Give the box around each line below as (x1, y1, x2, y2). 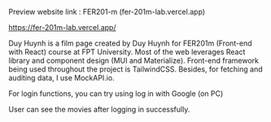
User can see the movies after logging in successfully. (8, 105, 190, 114)
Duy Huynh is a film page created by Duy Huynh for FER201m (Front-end (8, 38, 252, 48)
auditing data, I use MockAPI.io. (8, 73, 116, 82)
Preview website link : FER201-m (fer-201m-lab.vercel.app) (8, 7, 206, 16)
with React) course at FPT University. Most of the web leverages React (8, 47, 246, 56)
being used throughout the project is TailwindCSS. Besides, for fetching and (8, 64, 263, 74)
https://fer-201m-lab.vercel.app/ (8, 23, 116, 32)
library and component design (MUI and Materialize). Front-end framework (8, 56, 259, 65)
